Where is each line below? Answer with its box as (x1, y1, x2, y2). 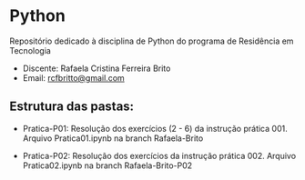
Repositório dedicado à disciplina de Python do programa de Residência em (9, 35, 294, 46)
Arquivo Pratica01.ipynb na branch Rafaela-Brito (22, 133, 204, 144)
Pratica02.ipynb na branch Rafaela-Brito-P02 (22, 160, 193, 171)
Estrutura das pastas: (9, 99, 135, 115)
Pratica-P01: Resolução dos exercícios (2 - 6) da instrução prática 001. (22, 123, 289, 134)
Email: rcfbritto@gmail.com (22, 72, 125, 83)
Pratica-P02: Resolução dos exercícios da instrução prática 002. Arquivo (22, 150, 297, 161)
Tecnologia (9, 45, 52, 55)
